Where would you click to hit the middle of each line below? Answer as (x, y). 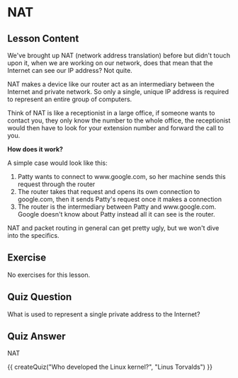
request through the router (56, 184)
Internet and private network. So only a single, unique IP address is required (118, 92)
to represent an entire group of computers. (70, 99)
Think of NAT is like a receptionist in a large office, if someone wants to (111, 113)
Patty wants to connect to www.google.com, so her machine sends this (121, 177)
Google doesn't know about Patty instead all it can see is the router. (116, 214)
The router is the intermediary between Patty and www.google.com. (117, 207)
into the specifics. (33, 235)
